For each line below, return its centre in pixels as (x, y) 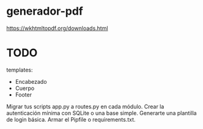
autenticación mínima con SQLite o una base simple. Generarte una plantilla (102, 113)
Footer (24, 94)
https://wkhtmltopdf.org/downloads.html (57, 28)
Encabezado (31, 81)
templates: (20, 70)
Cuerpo (25, 88)
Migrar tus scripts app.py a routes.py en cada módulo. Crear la (85, 106)
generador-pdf (45, 11)
